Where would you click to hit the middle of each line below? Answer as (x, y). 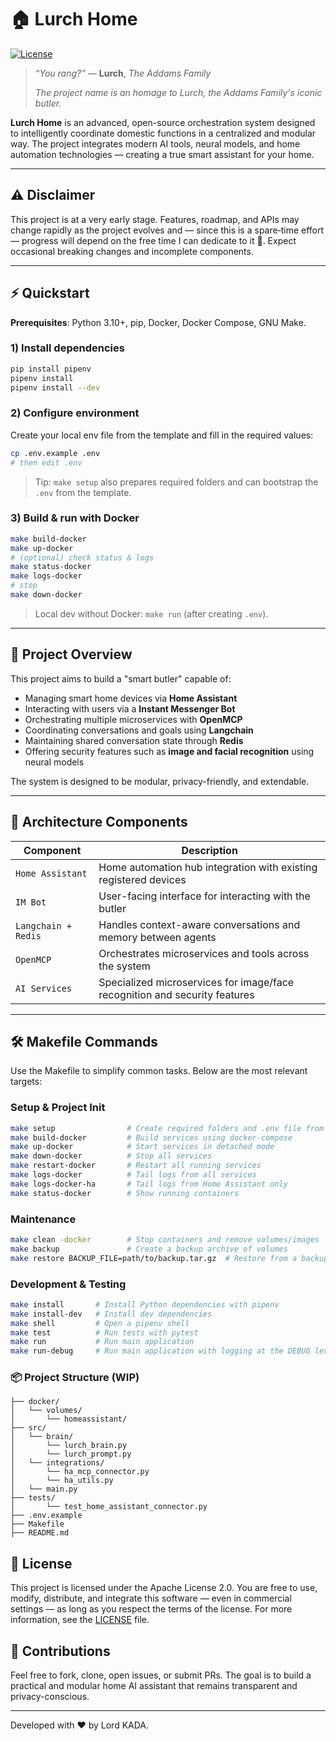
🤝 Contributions (60, 1651)
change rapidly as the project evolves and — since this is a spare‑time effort (167, 230)
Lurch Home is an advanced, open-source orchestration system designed (163, 122)
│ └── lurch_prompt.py (71, 1454)
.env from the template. (83, 492)
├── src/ (28, 1428)
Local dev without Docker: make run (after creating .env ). (151, 613)
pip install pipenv (51, 369)
